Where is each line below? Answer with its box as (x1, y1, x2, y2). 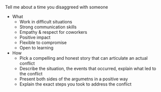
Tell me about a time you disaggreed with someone (5, 4, 109, 10)
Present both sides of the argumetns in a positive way (19, 76, 128, 82)
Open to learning (19, 45, 54, 50)
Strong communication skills (19, 24, 77, 30)
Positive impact (19, 34, 51, 40)
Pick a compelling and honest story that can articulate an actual (19, 55, 148, 61)
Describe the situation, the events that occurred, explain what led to (19, 66, 157, 71)
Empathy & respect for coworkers (19, 29, 87, 35)
